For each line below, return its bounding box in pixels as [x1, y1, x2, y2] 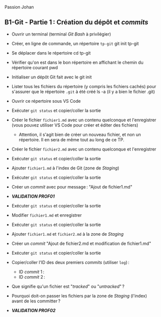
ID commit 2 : [18, 274, 46, 280]
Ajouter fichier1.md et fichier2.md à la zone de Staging [11, 231, 124, 237]
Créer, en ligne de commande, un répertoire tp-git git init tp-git [11, 40, 139, 46]
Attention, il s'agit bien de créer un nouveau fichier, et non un [18, 131, 141, 137]
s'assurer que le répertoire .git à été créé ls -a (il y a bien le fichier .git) [11, 89, 155, 94]
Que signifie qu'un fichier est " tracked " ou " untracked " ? [11, 283, 125, 289]
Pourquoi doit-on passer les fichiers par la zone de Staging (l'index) [11, 293, 147, 298]
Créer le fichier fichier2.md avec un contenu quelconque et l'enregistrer [11, 146, 157, 152]
